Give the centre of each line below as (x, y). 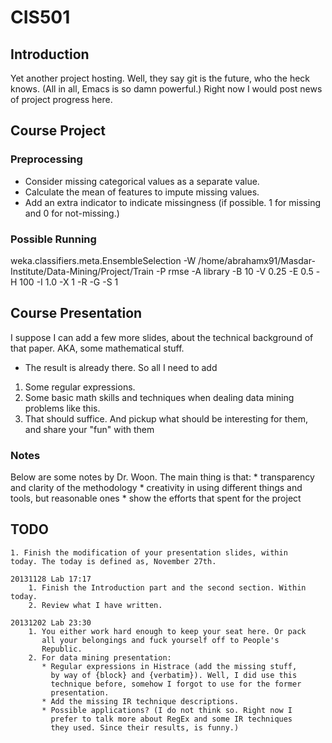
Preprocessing (46, 159)
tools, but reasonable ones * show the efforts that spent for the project (156, 498)
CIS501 (40, 17)
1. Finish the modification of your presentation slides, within (149, 552)
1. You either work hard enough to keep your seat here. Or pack (167, 631)
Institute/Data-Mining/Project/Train (82, 271)
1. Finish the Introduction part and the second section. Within (167, 587)
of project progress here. (61, 99)
